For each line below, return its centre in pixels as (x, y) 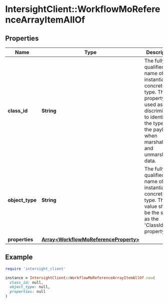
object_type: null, (30, 287)
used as (153, 104)
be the (152, 212)
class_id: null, (26, 282)
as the (151, 219)
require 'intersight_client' (35, 268)
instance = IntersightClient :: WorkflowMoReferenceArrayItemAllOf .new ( (80, 278)
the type (154, 123)
